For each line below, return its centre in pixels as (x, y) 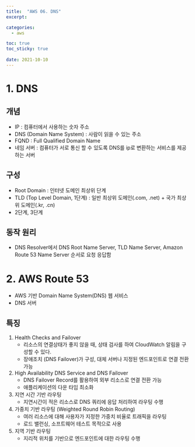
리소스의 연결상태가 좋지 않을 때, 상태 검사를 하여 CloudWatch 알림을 (102, 345)
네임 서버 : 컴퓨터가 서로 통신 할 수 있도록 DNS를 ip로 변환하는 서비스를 (95, 147)
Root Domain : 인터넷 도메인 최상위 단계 (60, 190)
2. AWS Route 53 (48, 279)
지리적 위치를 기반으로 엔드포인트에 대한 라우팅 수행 (82, 438)
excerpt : (17, 17)
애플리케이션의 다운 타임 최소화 (58, 387)
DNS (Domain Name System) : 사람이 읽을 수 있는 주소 (78, 134)
